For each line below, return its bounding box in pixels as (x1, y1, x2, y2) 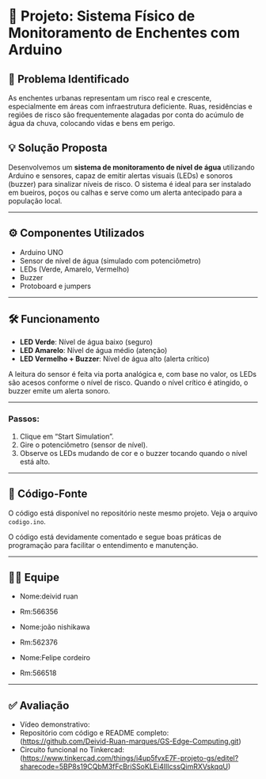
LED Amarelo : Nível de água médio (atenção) (19, 346, 168, 355)
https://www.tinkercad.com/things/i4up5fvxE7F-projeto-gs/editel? (22, 754, 239, 763)
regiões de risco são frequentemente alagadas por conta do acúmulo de (8, 110, 244, 120)
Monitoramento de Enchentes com (8, 24, 240, 42)
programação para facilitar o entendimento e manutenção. (8, 540, 199, 549)
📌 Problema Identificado (8, 72, 130, 85)
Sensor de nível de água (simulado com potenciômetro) (19, 256, 202, 265)
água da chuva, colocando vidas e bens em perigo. (8, 119, 176, 127)
